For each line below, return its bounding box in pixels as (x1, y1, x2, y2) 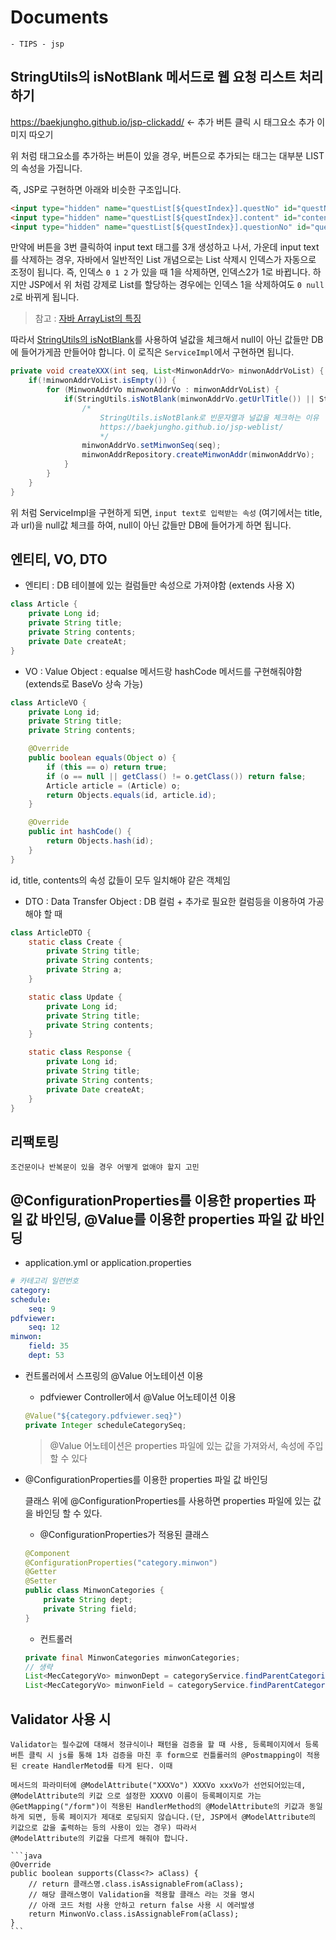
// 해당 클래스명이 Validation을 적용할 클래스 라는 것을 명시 (28, 1890, 255, 1900)
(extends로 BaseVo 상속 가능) (24, 677, 144, 690)
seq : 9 (28, 1304, 56, 1314)
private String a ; (46, 965, 123, 975)
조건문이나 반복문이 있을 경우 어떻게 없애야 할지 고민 (10, 1162, 200, 1173)
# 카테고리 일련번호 (10, 1276, 79, 1286)
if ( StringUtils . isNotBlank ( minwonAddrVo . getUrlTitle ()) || (63, 394, 315, 404)
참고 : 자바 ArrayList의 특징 (34, 312, 142, 325)
